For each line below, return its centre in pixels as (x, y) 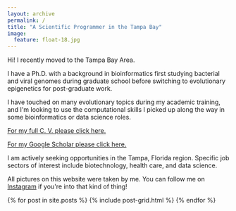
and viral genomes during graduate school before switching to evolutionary (117, 81)
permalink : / (26, 20)
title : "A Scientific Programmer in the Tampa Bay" (85, 27)
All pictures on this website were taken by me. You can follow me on (106, 179)
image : (17, 33)
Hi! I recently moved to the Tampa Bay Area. (71, 60)
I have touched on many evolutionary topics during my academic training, (114, 102)
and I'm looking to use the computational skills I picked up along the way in (116, 110)
